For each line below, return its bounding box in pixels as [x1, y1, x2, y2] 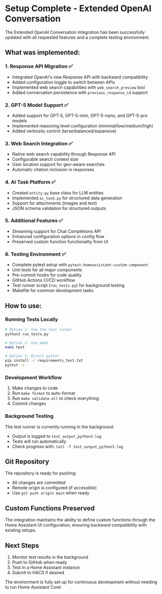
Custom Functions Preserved [5, 504, 95, 512]
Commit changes [12, 401, 46, 406]
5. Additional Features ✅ [5, 217, 63, 224]
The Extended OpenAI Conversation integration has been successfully [5, 29, 145, 35]
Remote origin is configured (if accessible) [12, 485, 97, 491]
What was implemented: [5, 48, 80, 57]
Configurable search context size [12, 156, 78, 162]
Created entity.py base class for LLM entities [12, 190, 104, 195]
